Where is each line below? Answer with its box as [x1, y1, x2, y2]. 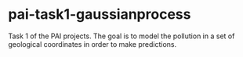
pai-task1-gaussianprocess [8, 5, 191, 23]
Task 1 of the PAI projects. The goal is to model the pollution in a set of [8, 31, 235, 41]
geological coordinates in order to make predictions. [8, 39, 177, 48]
